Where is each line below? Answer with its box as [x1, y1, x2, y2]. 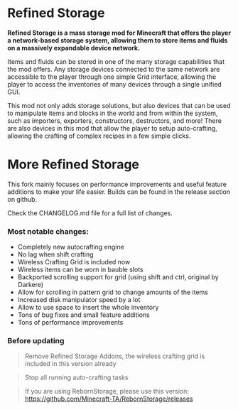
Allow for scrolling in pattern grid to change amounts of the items [17, 288, 208, 296]
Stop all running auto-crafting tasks [24, 373, 129, 382]
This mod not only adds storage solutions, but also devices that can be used [7, 101, 231, 109]
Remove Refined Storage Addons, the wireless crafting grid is [24, 352, 205, 360]
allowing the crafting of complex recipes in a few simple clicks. [7, 131, 191, 140]
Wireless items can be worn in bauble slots [17, 265, 144, 274]
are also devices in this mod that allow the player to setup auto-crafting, [7, 124, 218, 132]
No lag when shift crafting [17, 250, 94, 259]
